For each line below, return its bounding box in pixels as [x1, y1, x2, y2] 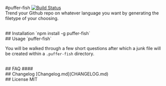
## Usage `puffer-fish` [5, 35, 52, 41]
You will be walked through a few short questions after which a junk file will [5, 45, 161, 51]
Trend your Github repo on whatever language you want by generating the [5, 10, 159, 16]
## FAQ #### [5, 65, 33, 71]
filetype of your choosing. [5, 15, 59, 21]
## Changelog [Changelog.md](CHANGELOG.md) [5, 71, 109, 77]
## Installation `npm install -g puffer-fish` [5, 30, 91, 36]
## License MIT [5, 76, 38, 82]
